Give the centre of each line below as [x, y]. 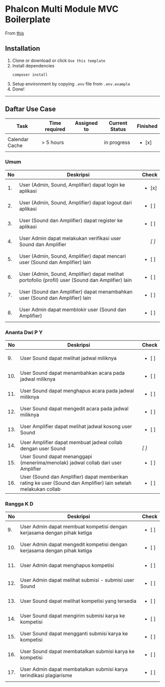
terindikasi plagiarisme [46, 676]
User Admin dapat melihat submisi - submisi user [77, 580]
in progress [117, 142]
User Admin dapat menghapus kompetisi [67, 566]
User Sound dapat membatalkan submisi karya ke [78, 652]
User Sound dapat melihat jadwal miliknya [69, 358]
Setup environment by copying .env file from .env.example [71, 84]
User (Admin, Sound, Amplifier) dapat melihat [72, 274]
